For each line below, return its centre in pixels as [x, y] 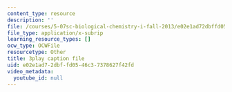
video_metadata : [30, 71]
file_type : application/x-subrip [55, 33]
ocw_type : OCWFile [33, 46]
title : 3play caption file [46, 59]
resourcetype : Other [37, 53]
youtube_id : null [38, 78]
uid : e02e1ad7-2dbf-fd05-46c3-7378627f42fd [71, 65]
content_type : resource [41, 13]
